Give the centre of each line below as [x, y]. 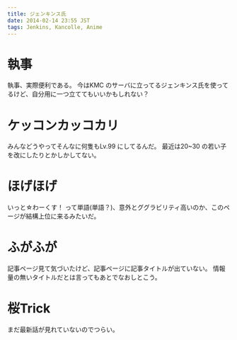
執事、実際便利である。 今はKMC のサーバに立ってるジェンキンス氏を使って [118, 85]
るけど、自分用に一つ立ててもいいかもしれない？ [79, 94]
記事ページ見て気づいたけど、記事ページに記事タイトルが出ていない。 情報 [116, 268]
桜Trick [29, 308]
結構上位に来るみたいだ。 [63, 216]
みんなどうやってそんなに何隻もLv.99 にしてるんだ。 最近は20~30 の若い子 [117, 147]
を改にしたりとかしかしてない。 [54, 155]
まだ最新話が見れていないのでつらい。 [63, 329]
